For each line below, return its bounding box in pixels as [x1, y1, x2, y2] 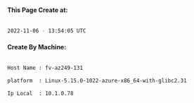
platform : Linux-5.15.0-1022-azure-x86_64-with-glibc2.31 [7, 78, 188, 85]
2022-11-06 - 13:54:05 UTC [7, 28, 86, 35]
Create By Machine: [7, 42, 67, 51]
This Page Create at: [7, 6, 68, 14]
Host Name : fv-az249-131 [7, 64, 83, 72]
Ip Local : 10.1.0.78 [7, 90, 74, 97]
